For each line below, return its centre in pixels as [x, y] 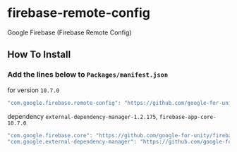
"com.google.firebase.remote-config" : [64, 103]
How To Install [39, 55]
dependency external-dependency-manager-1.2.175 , [83, 116]
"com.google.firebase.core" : [50, 135]
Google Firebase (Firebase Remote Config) [69, 32]
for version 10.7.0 [34, 90]
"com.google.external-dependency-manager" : [72, 142]
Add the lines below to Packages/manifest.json [88, 75]
